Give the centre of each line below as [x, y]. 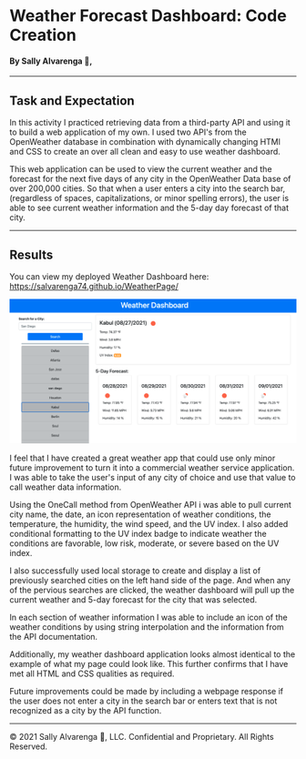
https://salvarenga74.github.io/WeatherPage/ [94, 287]
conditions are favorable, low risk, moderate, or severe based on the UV [144, 543]
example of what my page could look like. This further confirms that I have [149, 664]
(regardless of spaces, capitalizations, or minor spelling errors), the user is [149, 198]
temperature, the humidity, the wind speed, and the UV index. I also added [149, 524]
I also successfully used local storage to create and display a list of [135, 571]
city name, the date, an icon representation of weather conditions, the [140, 514]
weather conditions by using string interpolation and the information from [147, 627]
